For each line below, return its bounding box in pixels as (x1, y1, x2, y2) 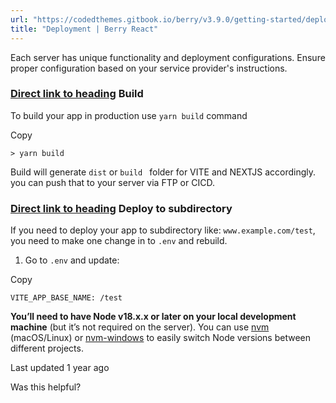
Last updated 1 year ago (10, 362, 110, 374)
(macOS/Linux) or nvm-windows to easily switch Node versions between (10, 332, 311, 344)
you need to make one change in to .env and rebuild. (10, 235, 228, 247)
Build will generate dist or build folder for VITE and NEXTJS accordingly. (10, 166, 317, 178)
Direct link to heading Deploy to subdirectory (10, 201, 233, 215)
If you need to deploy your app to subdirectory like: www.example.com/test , (10, 224, 316, 236)
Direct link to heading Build (10, 87, 144, 101)
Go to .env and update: (24, 254, 120, 266)
